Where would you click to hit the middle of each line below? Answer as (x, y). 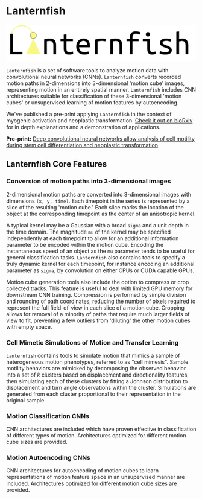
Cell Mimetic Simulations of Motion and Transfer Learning (93, 342)
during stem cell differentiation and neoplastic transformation (82, 145)
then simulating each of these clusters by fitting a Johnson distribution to (97, 381)
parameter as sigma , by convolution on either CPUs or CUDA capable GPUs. (100, 270)
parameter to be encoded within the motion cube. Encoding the (85, 244)
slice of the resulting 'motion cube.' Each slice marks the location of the (95, 207)
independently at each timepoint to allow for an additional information (93, 238)
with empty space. (29, 326)
